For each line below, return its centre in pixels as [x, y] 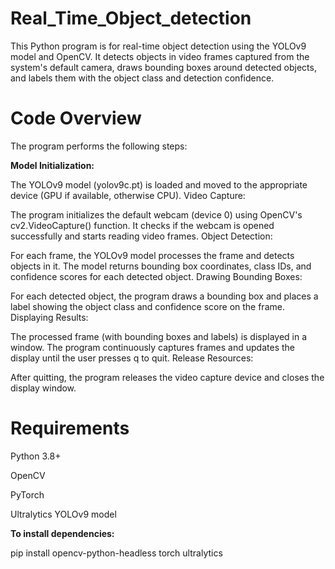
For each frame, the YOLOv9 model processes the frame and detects [152, 255]
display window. [43, 388]
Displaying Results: [49, 317]
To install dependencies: [62, 533]
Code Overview [76, 118]
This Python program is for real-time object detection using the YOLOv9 [158, 46]
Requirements [70, 428]
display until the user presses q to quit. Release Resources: [132, 358]
